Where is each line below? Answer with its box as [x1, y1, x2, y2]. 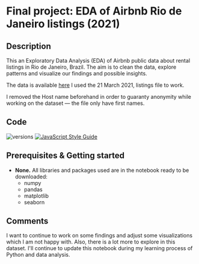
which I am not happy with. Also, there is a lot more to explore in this [6, 238, 176, 245]
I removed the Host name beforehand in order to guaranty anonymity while [6, 93, 191, 100]
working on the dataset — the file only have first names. [6, 99, 145, 107]
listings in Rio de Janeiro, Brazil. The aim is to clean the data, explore [6, 63, 177, 71]
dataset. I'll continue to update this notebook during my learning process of [6, 245, 193, 252]
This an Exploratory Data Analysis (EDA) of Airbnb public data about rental [6, 57, 191, 64]
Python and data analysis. [6, 251, 70, 259]
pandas [23, 186, 43, 193]
